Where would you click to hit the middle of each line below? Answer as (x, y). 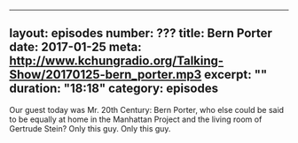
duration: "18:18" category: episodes (114, 89)
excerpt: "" (235, 75)
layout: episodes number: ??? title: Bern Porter (141, 33)
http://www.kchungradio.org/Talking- (117, 61)
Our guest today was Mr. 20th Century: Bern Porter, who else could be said (147, 109)
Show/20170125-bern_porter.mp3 (106, 75)
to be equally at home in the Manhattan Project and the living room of (136, 119)
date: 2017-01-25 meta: (75, 47)
